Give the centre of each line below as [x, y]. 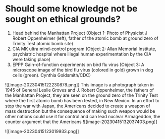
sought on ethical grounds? [63, 19]
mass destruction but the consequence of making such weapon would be [80, 111]
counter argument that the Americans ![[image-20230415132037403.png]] [81, 122]
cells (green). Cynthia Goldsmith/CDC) [52, 75]
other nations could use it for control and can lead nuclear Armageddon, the [83, 116]
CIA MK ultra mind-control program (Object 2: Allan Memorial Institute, [84, 49]
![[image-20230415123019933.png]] [42, 131]
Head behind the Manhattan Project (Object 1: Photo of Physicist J [80, 33]
